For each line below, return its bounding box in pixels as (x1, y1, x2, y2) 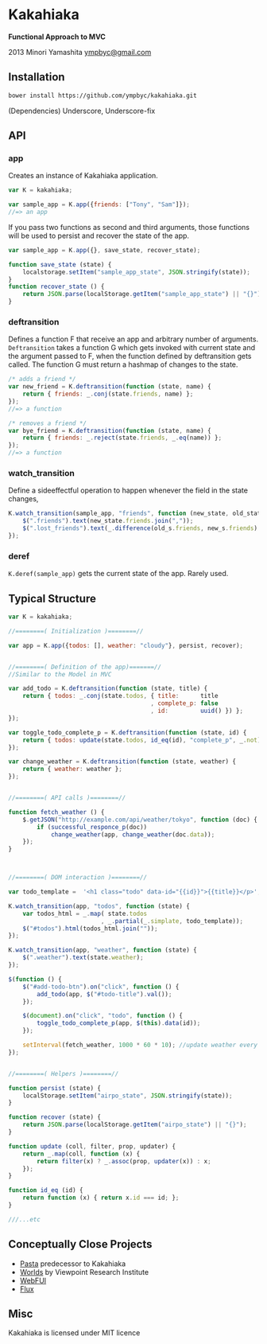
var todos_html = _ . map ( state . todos (22, 910, 148, 917)
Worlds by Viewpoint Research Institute (19, 1267, 149, 1276)
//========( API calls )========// (8, 794, 126, 802)
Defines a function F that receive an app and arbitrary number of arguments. (8, 334, 259, 344)
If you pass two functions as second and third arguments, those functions (8, 222, 250, 232)
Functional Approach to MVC (8, 32, 106, 41)
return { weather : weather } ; (22, 765, 123, 773)
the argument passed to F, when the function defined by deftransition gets (8, 352, 252, 361)
